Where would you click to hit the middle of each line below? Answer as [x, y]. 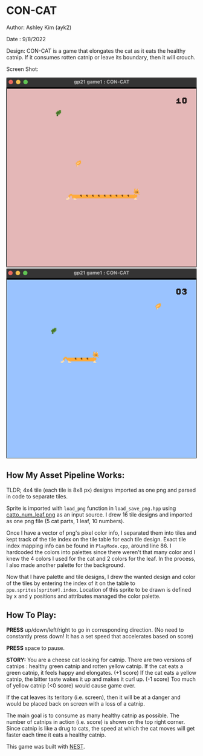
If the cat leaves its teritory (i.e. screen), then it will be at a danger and [94, 697]
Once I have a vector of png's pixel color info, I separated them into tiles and [101, 533]
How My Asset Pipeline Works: [66, 476]
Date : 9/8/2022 [26, 39]
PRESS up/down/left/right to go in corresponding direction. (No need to [95, 630]
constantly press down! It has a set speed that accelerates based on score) [100, 636]
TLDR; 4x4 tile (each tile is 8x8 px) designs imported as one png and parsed [101, 490]
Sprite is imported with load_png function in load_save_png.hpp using [91, 508]
